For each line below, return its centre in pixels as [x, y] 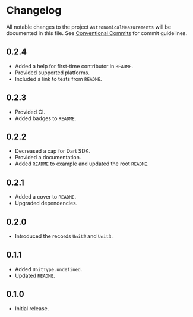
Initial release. [32, 308]
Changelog [34, 10]
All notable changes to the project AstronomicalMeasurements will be [88, 27]
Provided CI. [30, 112]
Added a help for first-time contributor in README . [74, 66]
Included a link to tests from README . [58, 79]
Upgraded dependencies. [46, 203]
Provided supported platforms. [52, 73]
